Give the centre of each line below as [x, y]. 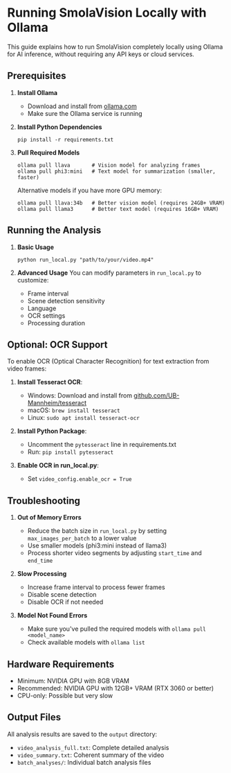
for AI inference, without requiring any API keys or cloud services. [101, 54]
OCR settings [46, 315]
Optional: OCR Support [57, 345]
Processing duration [56, 323]
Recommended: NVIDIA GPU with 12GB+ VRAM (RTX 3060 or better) [115, 688]
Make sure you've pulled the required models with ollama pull [117, 629]
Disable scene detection [62, 595]
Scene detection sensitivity [66, 300]
